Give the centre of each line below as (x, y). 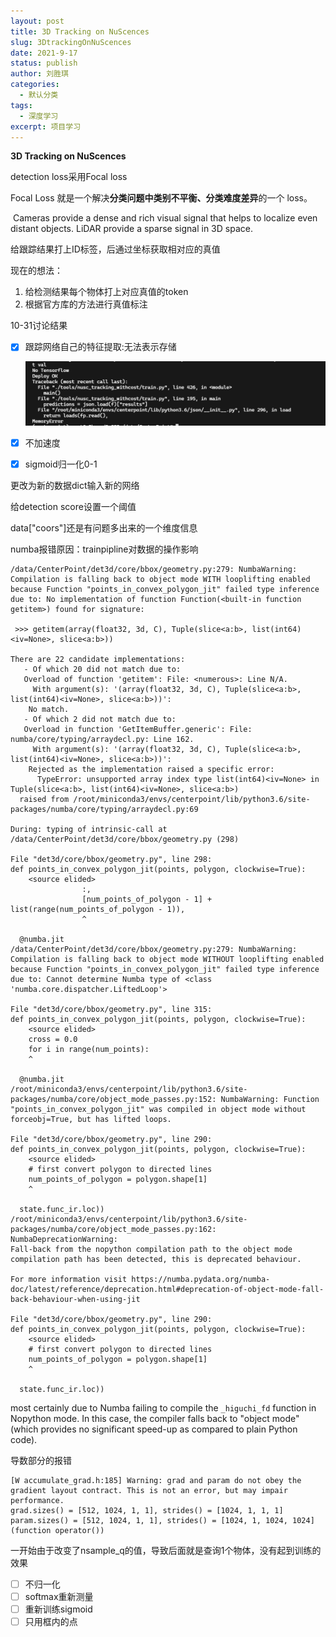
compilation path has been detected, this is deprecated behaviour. (156, 1259)
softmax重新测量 (59, 1596)
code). (24, 1439)
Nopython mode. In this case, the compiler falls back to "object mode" (155, 1418)
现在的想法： (36, 271)
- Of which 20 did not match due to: (102, 669)
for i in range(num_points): (89, 1049)
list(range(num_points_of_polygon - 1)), (98, 909)
